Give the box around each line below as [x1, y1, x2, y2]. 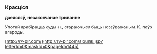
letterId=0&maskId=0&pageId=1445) [5, 44, 79, 50]
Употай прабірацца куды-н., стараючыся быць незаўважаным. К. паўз [5, 24, 152, 30]
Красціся [5, 4, 28, 11]
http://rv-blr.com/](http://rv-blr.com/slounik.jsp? [6, 39, 103, 44]
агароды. [5, 29, 24, 35]
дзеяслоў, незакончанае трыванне [5, 15, 81, 21]
